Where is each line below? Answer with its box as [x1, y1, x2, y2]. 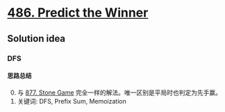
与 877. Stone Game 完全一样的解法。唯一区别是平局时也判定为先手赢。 [17, 88, 222, 97]
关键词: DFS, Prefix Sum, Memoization [17, 97, 126, 105]
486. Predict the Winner [7, 5, 149, 21]
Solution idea [7, 33, 66, 45]
